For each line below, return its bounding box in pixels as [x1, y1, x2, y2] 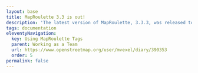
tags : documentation [6, 25, 57, 31]
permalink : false [6, 58, 49, 64]
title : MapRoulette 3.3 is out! [6, 14, 85, 20]
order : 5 [11, 52, 33, 58]
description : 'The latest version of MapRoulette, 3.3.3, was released [6, 19, 186, 25]
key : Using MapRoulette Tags [11, 36, 83, 42]
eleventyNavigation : [6, 31, 57, 36]
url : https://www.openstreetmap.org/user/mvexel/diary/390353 [11, 47, 167, 53]
